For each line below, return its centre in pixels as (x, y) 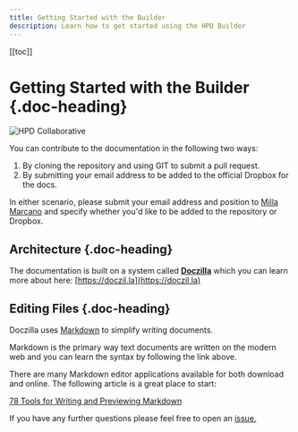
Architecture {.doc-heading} (91, 249)
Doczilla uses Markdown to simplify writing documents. (111, 330)
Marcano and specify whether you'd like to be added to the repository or (143, 212)
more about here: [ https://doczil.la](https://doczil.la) (105, 280)
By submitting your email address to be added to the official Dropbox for (155, 175)
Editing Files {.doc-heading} (90, 308)
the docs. (40, 185)
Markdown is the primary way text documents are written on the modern (143, 347)
